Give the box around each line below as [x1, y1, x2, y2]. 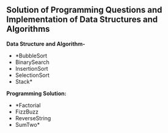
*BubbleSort [15, 52, 48, 59]
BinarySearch [15, 58, 50, 66]
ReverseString [15, 114, 51, 121]
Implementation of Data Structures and [6, 15, 158, 25]
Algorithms [6, 24, 50, 34]
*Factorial [15, 101, 41, 109]
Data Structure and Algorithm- [6, 40, 86, 48]
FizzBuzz [15, 108, 38, 115]
